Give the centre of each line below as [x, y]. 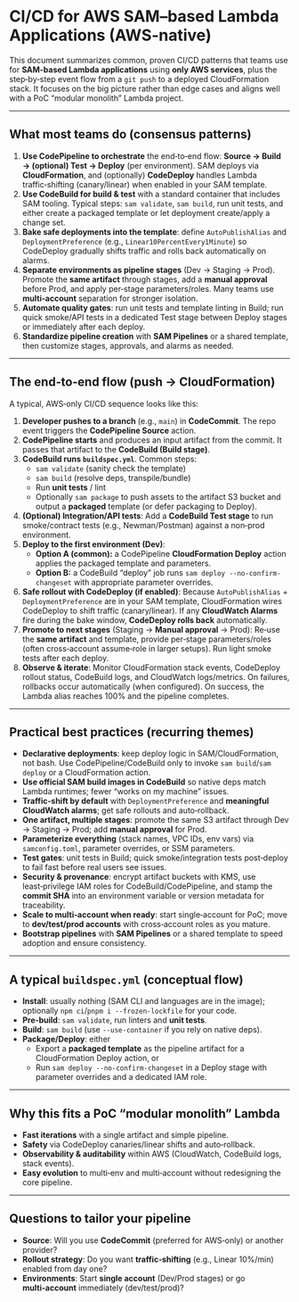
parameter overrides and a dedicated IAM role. [121, 1077]
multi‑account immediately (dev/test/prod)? [103, 1288]
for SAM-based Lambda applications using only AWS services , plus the [143, 70]
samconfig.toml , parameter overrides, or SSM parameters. [129, 849]
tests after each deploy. [65, 658]
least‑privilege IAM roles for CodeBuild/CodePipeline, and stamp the [147, 886]
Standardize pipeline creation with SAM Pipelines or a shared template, [155, 336]
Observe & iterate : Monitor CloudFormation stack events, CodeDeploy [151, 668]
